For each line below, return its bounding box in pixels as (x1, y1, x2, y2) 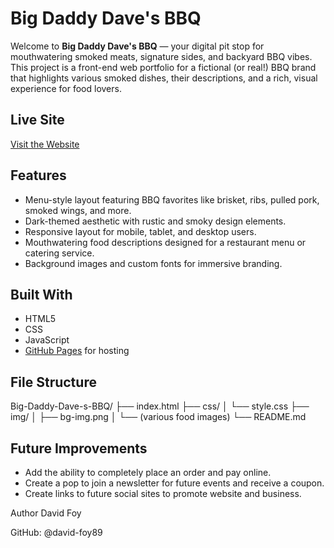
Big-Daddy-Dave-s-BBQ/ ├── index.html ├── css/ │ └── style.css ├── (10, 400, 310, 412)
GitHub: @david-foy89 (10, 527, 103, 538)
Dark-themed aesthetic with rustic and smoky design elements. (24, 215, 287, 227)
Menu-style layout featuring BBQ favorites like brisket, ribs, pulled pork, (24, 193, 320, 206)
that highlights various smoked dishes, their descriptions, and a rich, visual (10, 72, 318, 84)
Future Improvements (10, 440, 148, 457)
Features (10, 167, 67, 184)
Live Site (10, 112, 65, 129)
